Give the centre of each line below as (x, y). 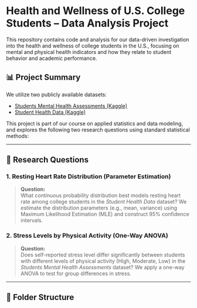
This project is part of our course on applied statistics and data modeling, (95, 123)
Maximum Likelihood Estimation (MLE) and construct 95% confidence (105, 214)
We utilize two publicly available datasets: (57, 94)
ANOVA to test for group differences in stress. (76, 273)
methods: (18, 136)
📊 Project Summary (43, 77)
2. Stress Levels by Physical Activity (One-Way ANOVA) (87, 236)
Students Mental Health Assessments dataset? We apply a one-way (102, 267)
